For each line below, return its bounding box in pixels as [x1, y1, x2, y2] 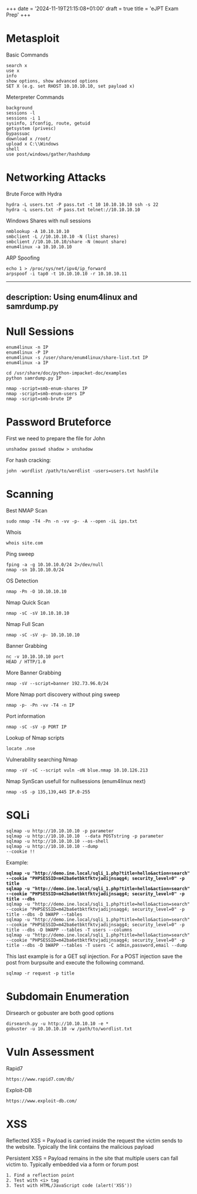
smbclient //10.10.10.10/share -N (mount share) [6, 238, 127, 245]
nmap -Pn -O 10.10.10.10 [6, 588, 67, 595]
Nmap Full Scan [6, 621, 45, 628]
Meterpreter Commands [6, 94, 64, 101]
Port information [6, 713, 46, 720]
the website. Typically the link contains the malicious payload [6, 1143, 154, 1150]
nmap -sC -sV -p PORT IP [6, 724, 67, 730]
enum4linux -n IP [6, 344, 49, 351]
